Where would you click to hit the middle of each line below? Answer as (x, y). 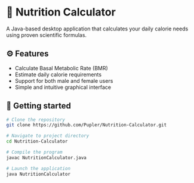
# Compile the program (34, 152)
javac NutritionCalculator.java (46, 157)
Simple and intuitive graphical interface (63, 87)
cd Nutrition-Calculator (37, 142)
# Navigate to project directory (48, 136)
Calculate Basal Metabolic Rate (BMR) (61, 68)
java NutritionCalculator (38, 174)
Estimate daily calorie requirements (58, 75)
